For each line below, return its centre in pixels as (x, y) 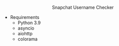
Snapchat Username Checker (83, 7)
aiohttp (25, 33)
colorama (28, 39)
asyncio (26, 28)
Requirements (25, 17)
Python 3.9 (29, 23)
